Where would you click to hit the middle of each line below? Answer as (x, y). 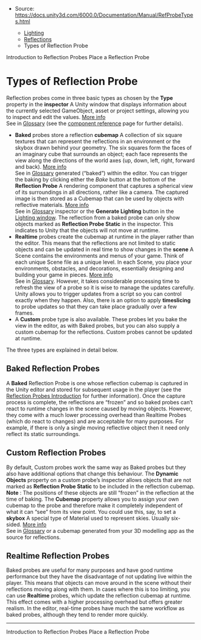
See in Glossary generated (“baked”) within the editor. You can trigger (101, 173)
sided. (14, 524)
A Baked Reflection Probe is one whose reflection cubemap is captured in (97, 383)
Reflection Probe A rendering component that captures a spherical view (104, 185)
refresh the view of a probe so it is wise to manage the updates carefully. (105, 287)
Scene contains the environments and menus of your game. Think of (99, 255)
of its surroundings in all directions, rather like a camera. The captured (101, 192)
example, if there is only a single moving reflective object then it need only (98, 428)
